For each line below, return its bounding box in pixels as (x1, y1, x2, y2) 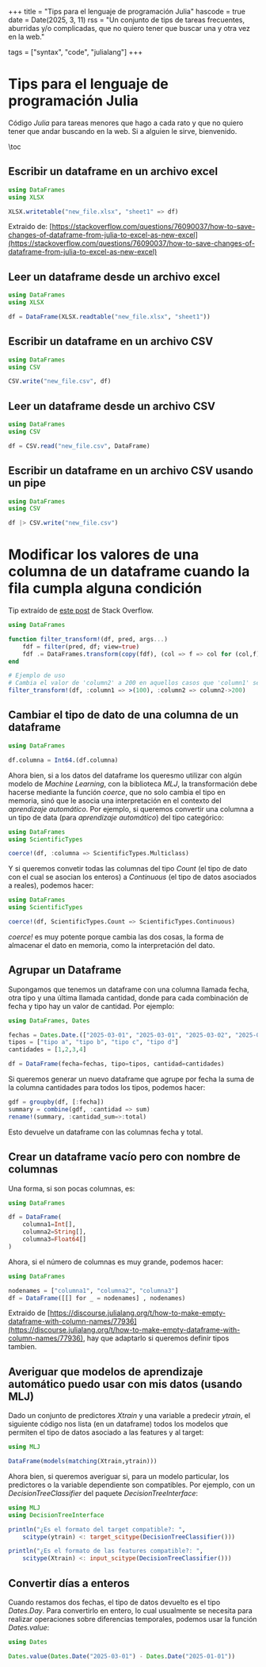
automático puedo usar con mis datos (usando (8, 1377, 243, 1390)
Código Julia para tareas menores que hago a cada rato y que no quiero (8, 118, 244, 128)
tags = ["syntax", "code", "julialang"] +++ (8, 48, 143, 56)
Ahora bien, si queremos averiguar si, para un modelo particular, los (8, 1471, 230, 1481)
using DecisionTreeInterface (8, 1511, 104, 1519)
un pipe (8, 476, 46, 490)
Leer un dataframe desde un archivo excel (8, 270, 220, 284)
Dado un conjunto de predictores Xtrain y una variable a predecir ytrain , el (8, 1411, 251, 1420)
